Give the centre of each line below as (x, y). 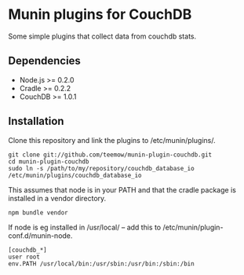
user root (24, 257)
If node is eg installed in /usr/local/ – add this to (85, 227)
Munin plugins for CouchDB (100, 15)
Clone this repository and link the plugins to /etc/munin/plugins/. (112, 140)
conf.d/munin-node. (40, 235)
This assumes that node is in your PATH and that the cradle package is (122, 189)
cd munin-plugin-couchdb (49, 161)
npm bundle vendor (38, 213)
